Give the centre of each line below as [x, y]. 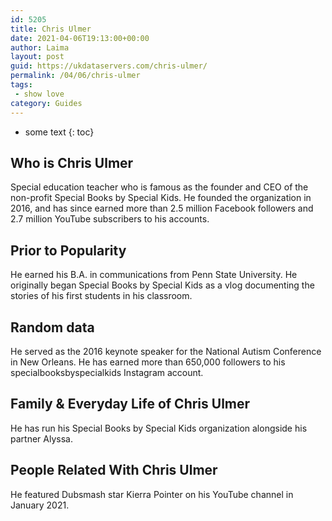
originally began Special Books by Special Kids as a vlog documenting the [162, 285]
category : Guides [46, 103]
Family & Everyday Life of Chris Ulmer [130, 404]
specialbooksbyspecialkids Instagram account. [107, 372]
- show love [39, 94]
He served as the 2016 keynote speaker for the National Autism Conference [166, 351]
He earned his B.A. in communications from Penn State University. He [154, 275]
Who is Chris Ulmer [72, 162]
